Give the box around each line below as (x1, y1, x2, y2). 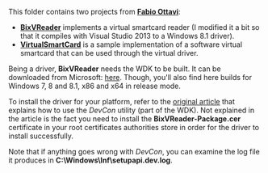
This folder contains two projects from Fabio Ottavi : (8, 7, 181, 16)
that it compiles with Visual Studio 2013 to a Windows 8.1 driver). (19, 32, 235, 40)
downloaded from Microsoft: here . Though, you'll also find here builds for (8, 73, 253, 82)
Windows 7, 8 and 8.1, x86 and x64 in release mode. (8, 81, 182, 91)
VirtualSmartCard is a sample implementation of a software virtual (19, 40, 243, 49)
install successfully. (8, 131, 74, 141)
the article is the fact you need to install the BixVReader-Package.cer (8, 114, 241, 124)
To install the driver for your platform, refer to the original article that (8, 97, 236, 106)
